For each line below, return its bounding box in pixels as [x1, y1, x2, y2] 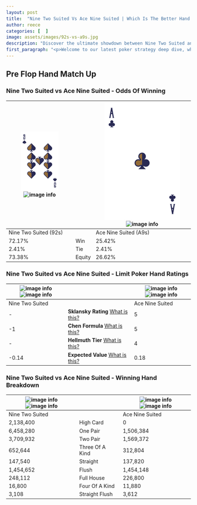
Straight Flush [79, 491, 113, 498]
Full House [79, 474, 105, 481]
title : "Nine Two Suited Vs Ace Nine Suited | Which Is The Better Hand [6, 15, 191, 22]
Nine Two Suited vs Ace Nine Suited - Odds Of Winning [6, 87, 166, 95]
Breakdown [6, 381, 39, 389]
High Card [79, 419, 104, 426]
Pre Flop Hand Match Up [6, 69, 97, 79]
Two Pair [79, 435, 101, 442]
